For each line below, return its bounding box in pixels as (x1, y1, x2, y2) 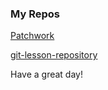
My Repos (10, 7, 60, 21)
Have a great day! (10, 68, 83, 81)
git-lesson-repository (10, 49, 98, 61)
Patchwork (10, 30, 55, 42)
